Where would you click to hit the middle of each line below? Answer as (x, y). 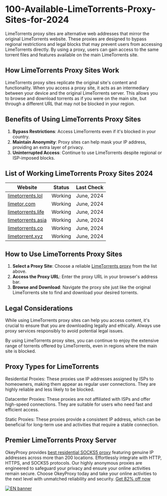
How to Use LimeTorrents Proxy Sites (64, 254)
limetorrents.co (25, 228)
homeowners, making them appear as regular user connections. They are (81, 384)
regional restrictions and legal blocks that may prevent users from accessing (84, 44)
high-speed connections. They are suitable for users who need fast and (79, 404)
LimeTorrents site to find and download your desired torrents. (75, 293)
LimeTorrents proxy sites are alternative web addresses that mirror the (77, 33)
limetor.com (22, 204)
